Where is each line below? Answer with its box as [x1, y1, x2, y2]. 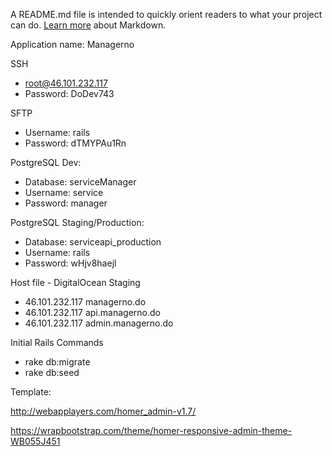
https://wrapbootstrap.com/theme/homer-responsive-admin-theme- [10, 425, 293, 436]
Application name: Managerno [10, 39, 135, 50]
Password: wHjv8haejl [24, 257, 117, 269]
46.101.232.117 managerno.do [24, 296, 147, 308]
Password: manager [24, 197, 108, 209]
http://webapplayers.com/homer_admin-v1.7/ [10, 405, 197, 417]
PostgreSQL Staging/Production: [10, 217, 145, 228]
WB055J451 [10, 435, 61, 447]
